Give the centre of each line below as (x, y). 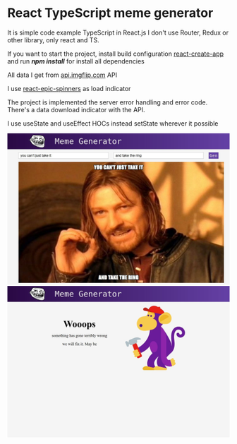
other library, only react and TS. (54, 40)
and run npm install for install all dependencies (76, 61)
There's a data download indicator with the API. (77, 109)
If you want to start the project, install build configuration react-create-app (116, 54)
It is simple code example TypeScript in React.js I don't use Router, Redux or (118, 32)
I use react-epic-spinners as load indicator (69, 88)
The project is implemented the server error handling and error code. (108, 102)
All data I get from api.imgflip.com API (62, 75)
